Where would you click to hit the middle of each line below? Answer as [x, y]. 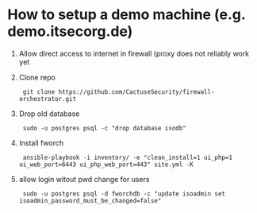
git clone [39, 92]
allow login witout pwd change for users [84, 179]
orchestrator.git [48, 99]
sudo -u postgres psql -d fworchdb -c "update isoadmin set [124, 194]
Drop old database [49, 114]
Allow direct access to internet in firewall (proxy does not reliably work [134, 53]
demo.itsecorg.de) [70, 31]
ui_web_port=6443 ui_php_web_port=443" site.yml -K [106, 165]
